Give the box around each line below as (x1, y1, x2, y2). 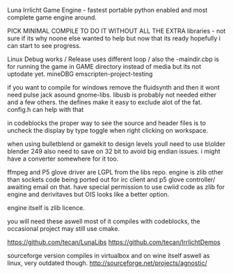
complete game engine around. (7, 13, 97, 22)
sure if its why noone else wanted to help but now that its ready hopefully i (7, 34, 221, 42)
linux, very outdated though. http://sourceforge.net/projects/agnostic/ (7, 259, 207, 267)
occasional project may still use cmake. (7, 225, 120, 232)
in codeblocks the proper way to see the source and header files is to (7, 119, 207, 127)
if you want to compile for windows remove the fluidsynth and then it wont (7, 83, 220, 91)
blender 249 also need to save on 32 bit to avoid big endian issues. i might (7, 147, 220, 155)
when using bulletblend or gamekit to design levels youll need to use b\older (7, 140, 226, 148)
